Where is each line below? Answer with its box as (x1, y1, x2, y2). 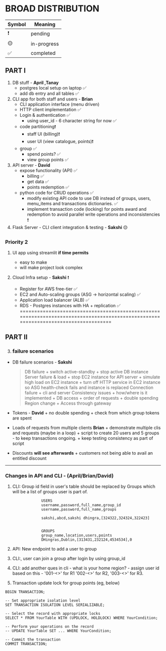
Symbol (7, 21, 26, 28)
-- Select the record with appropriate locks (5, 611, 100, 616)
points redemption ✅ (27, 184, 69, 190)
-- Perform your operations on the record (5, 624, 94, 629)
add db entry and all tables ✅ (19, 90, 79, 96)
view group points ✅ (27, 156, 69, 162)
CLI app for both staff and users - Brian (12, 96, 93, 102)
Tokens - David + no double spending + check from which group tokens (12, 410, 160, 416)
